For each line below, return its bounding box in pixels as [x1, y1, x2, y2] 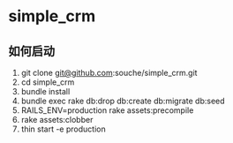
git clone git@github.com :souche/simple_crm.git [20, 68, 198, 78]
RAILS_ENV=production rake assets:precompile [20, 105, 194, 116]
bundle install [20, 87, 71, 96]
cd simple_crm [20, 77, 75, 87]
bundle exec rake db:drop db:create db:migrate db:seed [20, 95, 226, 106]
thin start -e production [20, 124, 107, 134]
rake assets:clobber [20, 115, 94, 124]
